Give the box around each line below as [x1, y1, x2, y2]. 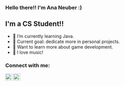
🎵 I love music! [12, 49, 44, 55]
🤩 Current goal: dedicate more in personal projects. [12, 38, 120, 45]
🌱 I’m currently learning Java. [12, 33, 75, 39]
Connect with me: [5, 62, 50, 69]
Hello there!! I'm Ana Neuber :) [5, 4, 82, 11]
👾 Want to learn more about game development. [12, 44, 113, 50]
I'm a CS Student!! [5, 20, 64, 28]
